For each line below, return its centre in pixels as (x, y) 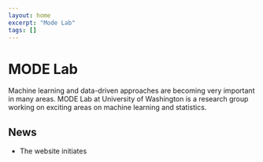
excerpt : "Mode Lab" (42, 23)
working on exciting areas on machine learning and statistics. (107, 108)
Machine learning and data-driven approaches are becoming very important (131, 90)
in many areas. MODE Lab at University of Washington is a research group (128, 99)
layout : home (30, 15)
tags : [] (22, 30)
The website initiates (53, 151)
